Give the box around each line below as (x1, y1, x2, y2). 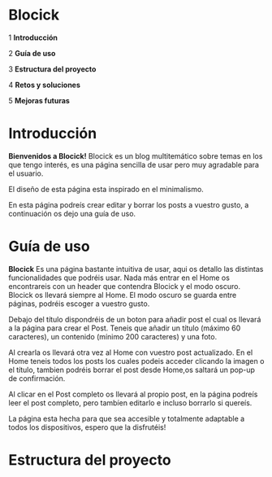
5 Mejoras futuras (8, 95, 71, 105)
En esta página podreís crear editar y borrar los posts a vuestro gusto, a (8, 199, 249, 209)
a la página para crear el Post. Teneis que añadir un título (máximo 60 (8, 323, 241, 333)
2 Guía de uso (8, 48, 56, 58)
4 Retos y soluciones (8, 80, 81, 90)
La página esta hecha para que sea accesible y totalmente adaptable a (8, 414, 245, 423)
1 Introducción (8, 33, 58, 42)
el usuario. (8, 168, 44, 178)
